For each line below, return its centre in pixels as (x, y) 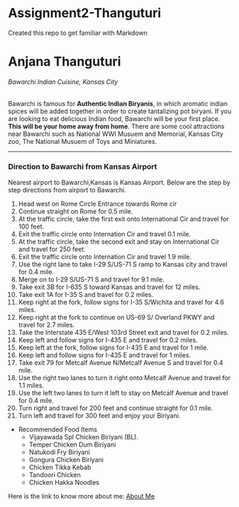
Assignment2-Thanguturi (85, 13)
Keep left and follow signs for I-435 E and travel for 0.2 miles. (108, 340)
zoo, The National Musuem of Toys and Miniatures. (83, 142)
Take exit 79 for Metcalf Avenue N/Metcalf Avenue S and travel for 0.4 (121, 362)
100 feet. (31, 226)
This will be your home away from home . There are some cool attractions (117, 127)
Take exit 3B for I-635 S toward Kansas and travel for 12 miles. (109, 287)
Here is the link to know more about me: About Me (82, 496)
